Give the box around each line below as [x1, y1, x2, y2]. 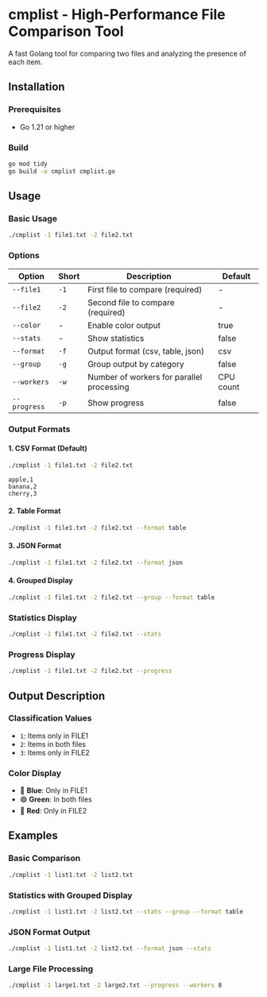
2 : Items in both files [19, 739, 86, 748]
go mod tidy [8, 160, 48, 168]
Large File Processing [8, 963, 94, 974]
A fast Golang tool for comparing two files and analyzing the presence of [8, 48, 246, 58]
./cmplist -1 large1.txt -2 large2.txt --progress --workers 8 [8, 981, 222, 990]
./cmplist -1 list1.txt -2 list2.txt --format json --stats [8, 945, 212, 953]
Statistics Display [8, 612, 78, 623]
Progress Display [8, 649, 75, 660]
